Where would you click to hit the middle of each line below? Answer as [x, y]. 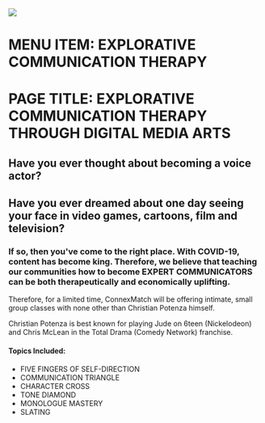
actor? [25, 176]
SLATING [35, 412]
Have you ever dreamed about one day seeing [126, 203]
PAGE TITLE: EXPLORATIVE [101, 99]
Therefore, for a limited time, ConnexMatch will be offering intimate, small [130, 299]
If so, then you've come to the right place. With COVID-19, [124, 252]
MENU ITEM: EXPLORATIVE [102, 45]
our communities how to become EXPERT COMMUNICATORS [130, 272]
